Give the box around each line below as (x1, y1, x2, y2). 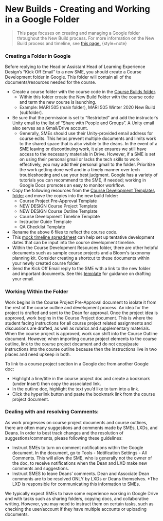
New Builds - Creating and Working (5, 3, 150, 15)
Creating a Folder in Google (5, 52, 71, 59)
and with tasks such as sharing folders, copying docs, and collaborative (5, 496, 149, 501)
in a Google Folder (5, 14, 80, 25)
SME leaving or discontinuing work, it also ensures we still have (19, 146, 147, 152)
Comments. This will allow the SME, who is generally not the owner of (12, 455, 152, 461)
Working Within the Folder (5, 288, 69, 295)
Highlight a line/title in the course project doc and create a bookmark (12, 375, 150, 381)
